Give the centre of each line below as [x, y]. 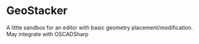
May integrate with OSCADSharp [47, 34]
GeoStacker [37, 11]
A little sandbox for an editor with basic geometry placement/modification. [100, 28]
